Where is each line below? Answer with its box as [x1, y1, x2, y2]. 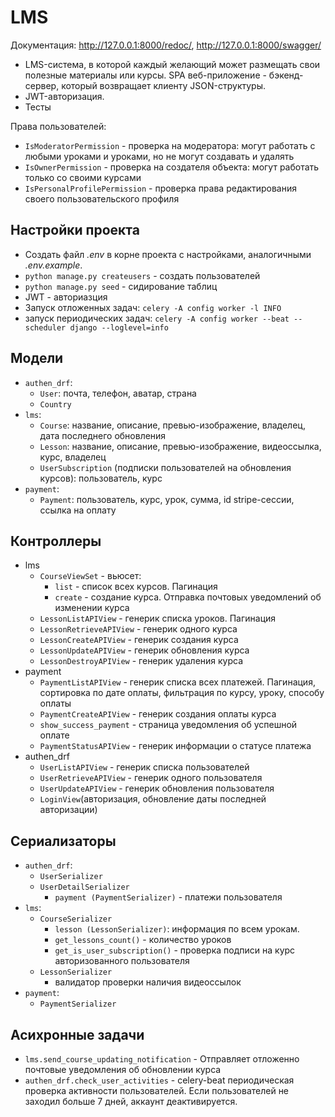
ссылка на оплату [39, 504, 117, 516]
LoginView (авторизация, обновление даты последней [39, 793, 267, 805]
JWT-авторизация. [24, 90, 105, 102]
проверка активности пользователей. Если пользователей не [24, 1085, 290, 1096]
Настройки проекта [10, 222, 140, 239]
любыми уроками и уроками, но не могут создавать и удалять [24, 150, 295, 162]
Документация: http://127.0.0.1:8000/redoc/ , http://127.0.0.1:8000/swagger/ [10, 39, 322, 51]
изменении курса [54, 602, 130, 614]
